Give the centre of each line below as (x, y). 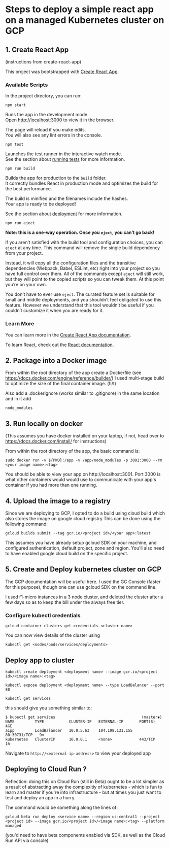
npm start (16, 105)
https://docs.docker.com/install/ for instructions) (56, 441)
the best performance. (29, 189)
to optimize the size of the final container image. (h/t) (61, 384)
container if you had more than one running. (51, 485)
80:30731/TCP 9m (25, 735)
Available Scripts (27, 85)
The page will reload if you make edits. (46, 130)
